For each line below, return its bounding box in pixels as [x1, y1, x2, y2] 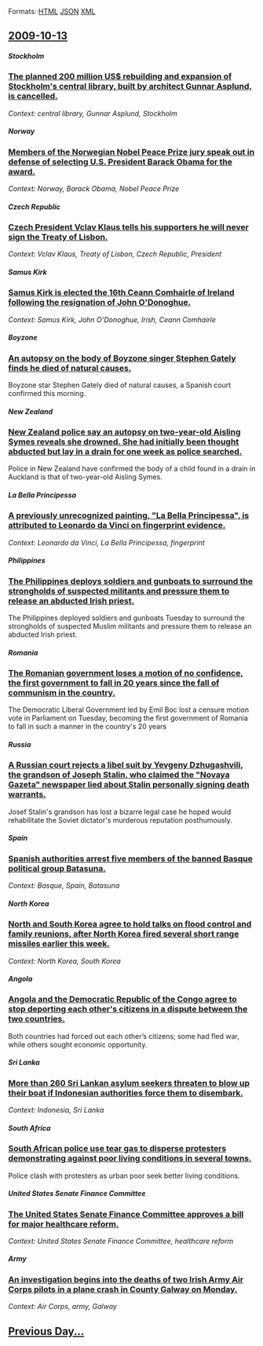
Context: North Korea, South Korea [8, 956, 122, 966]
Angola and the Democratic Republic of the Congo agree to [8, 994, 237, 1005]
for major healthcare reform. [8, 1218, 119, 1229]
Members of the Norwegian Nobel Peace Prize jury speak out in [8, 146, 255, 157]
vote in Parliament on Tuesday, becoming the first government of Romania [8, 713, 249, 723]
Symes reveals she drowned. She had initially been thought [8, 436, 239, 447]
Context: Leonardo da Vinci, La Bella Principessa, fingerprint [8, 537, 206, 547]
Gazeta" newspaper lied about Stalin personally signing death [8, 779, 250, 790]
